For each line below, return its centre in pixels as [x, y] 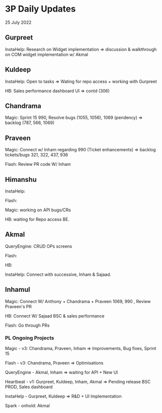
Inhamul [18, 290]
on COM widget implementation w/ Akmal [47, 54]
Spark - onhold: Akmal [27, 405]
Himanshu [21, 180]
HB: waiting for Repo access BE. [37, 219]
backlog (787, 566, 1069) [30, 123]
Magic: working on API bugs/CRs [38, 210]
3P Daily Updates [40, 9]
